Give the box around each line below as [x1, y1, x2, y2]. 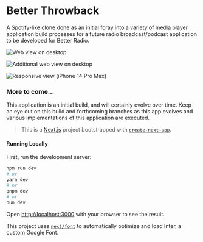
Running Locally [6, 140, 49, 147]
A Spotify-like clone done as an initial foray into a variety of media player [6, 24, 188, 31]
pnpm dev [6, 188, 29, 194]
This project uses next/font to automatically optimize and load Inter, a [6, 222, 182, 229]
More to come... [6, 87, 55, 96]
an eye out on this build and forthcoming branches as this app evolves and [6, 108, 193, 115]
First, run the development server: [6, 154, 92, 161]
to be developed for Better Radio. [6, 37, 89, 44]
